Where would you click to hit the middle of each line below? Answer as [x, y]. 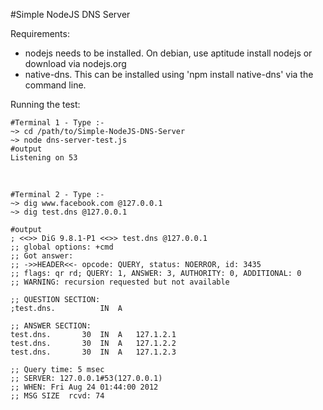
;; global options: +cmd [62, 247]
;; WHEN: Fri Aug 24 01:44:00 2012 [84, 387]
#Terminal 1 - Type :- [57, 123]
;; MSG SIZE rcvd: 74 [57, 396]
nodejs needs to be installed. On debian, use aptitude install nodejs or [168, 53]
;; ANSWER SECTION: [51, 326]
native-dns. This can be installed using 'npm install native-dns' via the [169, 74]
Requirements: [40, 33]
